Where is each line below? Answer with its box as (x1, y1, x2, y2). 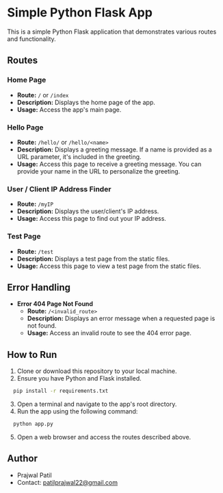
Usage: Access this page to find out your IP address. (16, 215, 166, 223)
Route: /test (16, 247, 53, 255)
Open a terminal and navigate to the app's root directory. (16, 400, 177, 409)
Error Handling (7, 281, 70, 293)
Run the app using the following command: (16, 407, 138, 416)
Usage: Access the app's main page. (16, 105, 122, 114)
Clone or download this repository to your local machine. (16, 367, 177, 375)
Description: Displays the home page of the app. (16, 98, 156, 106)
